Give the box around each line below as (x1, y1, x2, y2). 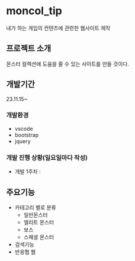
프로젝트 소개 (6, 43, 52, 54)
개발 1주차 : (14, 168, 41, 175)
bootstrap (14, 131, 39, 138)
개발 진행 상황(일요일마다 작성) (6, 153, 88, 162)
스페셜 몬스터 (23, 233, 54, 240)
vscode (14, 125, 34, 132)
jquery (14, 137, 31, 144)
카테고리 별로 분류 (14, 204, 56, 211)
